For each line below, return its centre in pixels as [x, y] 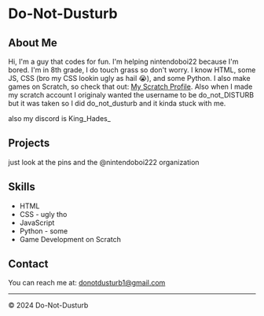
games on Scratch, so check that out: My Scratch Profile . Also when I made [130, 86]
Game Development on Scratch [70, 239]
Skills [22, 187]
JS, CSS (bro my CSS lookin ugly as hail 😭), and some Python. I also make [129, 78]
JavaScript [37, 222]
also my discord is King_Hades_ [60, 118]
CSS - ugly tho [43, 214]
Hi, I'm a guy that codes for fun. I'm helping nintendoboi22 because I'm [123, 61]
